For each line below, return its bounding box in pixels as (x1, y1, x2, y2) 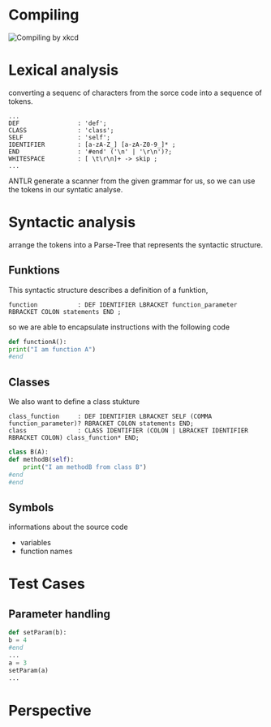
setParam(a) (8, 666, 49, 674)
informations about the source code (8, 522, 128, 532)
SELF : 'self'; (8, 133, 111, 141)
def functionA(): (8, 338, 67, 346)
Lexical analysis (8, 61, 119, 80)
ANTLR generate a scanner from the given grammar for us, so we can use (8, 176, 256, 186)
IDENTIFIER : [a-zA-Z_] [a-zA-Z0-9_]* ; (8, 140, 176, 148)
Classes (8, 375, 50, 389)
